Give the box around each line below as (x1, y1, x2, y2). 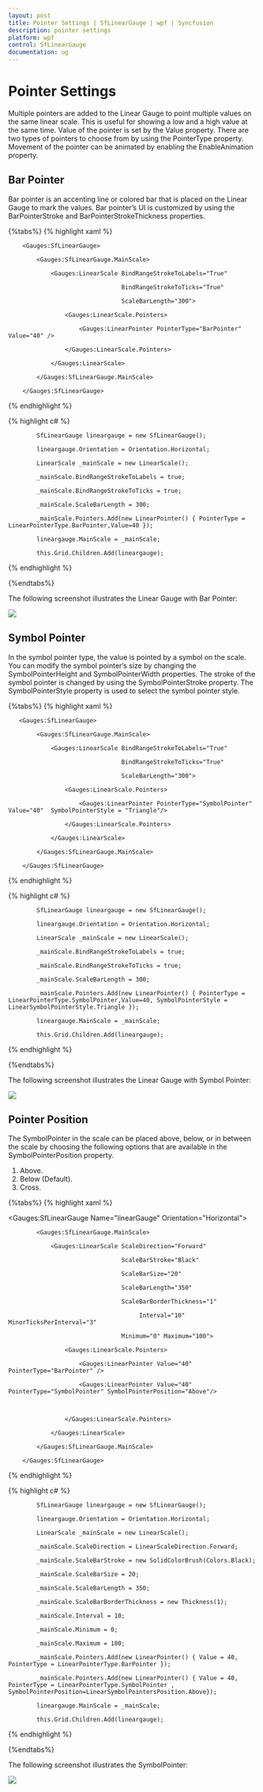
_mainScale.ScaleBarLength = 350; (36, 1584, 150, 1593)
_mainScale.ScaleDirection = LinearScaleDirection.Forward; (36, 1543, 239, 1551)
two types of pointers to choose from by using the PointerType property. (8, 134, 244, 143)
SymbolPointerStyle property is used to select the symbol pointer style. (8, 685, 240, 696)
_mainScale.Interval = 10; (36, 1612, 126, 1620)
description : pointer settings (8, 26, 111, 34)
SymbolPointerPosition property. (8, 1151, 115, 1160)
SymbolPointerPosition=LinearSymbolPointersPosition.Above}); (8, 1688, 217, 1696)
